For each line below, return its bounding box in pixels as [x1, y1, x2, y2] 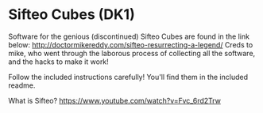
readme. [8, 81, 36, 90]
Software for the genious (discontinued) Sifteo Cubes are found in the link [8, 32, 250, 41]
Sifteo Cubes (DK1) [8, 6, 135, 24]
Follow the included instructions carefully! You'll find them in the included [8, 72, 249, 81]
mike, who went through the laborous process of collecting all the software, [8, 48, 256, 58]
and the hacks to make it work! [8, 57, 109, 66]
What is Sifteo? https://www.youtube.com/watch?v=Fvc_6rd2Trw [8, 96, 221, 105]
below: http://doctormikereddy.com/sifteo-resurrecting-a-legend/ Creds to [8, 40, 253, 49]
